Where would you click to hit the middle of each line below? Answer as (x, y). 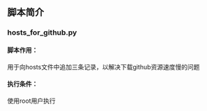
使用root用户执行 (31, 101)
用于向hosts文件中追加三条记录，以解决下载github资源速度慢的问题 (103, 67)
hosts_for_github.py (42, 33)
